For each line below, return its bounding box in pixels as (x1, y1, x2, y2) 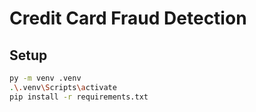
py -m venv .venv (9, 73, 82, 83)
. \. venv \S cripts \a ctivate (9, 82, 117, 92)
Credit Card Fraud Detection (9, 7, 247, 30)
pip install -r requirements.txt (9, 92, 149, 102)
